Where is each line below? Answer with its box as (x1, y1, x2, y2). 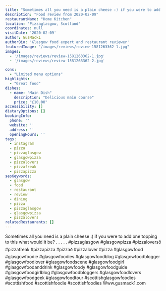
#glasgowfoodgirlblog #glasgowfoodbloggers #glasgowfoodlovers (5, 270, 142, 275)
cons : (5, 67, 16, 72)
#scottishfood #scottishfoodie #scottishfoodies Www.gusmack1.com (5, 280, 146, 286)
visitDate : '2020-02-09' (5, 30, 56, 35)
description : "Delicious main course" (14, 95, 94, 100)
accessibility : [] (5, 104, 43, 109)
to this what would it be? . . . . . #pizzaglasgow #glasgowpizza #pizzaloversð (5, 239, 162, 245)
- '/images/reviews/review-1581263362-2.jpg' (9, 58, 106, 63)
